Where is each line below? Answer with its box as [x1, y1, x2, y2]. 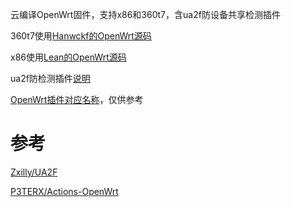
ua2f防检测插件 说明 [10, 73, 91, 84]
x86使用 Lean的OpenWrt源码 [10, 51, 127, 63]
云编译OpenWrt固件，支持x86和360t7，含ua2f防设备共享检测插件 [10, 9, 281, 20]
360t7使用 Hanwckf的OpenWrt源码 [10, 30, 152, 42]
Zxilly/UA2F [10, 166, 58, 178]
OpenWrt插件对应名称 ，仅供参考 [10, 94, 144, 105]
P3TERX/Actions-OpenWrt [10, 185, 119, 197]
